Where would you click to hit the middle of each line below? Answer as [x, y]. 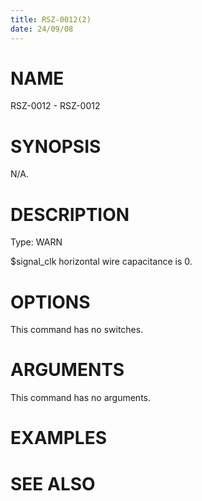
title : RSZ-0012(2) [51, 19]
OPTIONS [50, 302]
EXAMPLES [58, 438]
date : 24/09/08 [42, 29]
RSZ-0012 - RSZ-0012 [55, 106]
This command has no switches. [77, 330]
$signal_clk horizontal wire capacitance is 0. [101, 262]
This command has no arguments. [80, 398]
